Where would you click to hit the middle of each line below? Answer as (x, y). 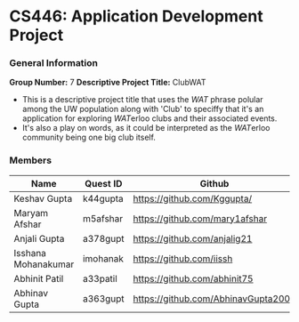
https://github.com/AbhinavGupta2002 (214, 298)
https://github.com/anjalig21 (193, 238)
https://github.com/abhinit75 (193, 278)
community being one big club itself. (89, 137)
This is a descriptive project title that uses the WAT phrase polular (143, 100)
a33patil (100, 278)
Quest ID (103, 183)
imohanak (104, 258)
